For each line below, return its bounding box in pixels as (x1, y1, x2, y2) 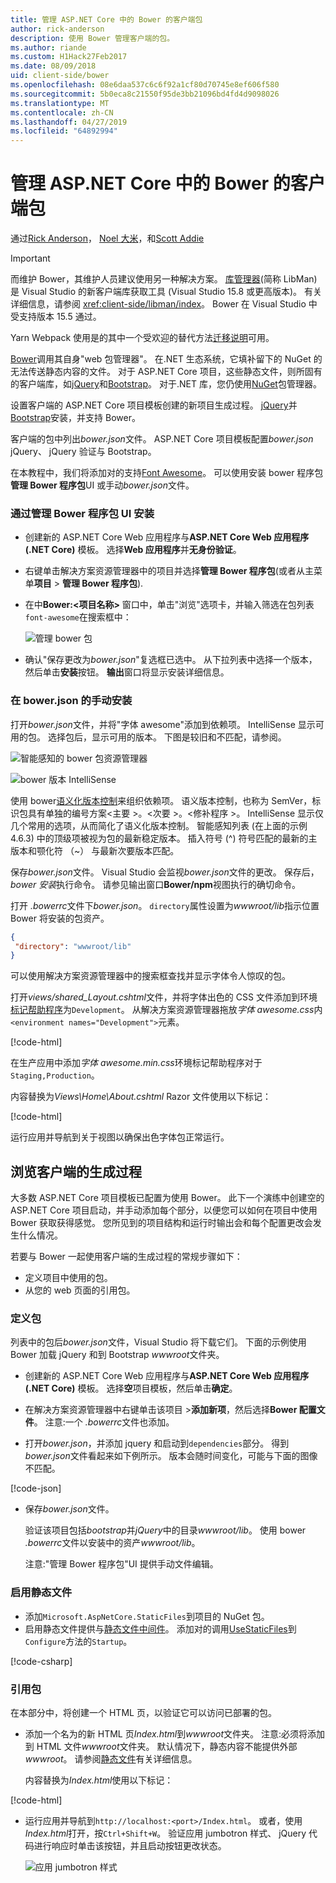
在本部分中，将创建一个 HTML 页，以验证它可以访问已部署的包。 (10, 1706, 277, 1718)
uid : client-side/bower (10, 71, 110, 81)
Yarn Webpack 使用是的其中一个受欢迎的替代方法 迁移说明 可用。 (10, 332, 275, 344)
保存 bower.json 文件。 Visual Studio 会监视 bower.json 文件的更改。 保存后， (10, 866, 320, 878)
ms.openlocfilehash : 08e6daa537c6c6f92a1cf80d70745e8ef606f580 (10, 80, 280, 90)
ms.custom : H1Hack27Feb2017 (10, 52, 128, 62)
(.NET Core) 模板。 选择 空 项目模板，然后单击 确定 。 (24, 1382, 238, 1395)
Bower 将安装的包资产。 (10, 912, 110, 924)
